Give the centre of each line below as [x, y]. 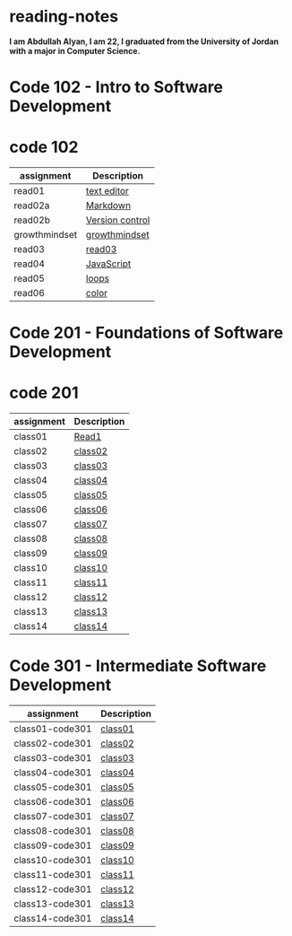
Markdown [108, 206]
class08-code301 [53, 831]
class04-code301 [53, 773]
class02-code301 [53, 744]
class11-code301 [53, 875]
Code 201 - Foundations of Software [146, 333]
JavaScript [108, 264]
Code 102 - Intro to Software [116, 87]
